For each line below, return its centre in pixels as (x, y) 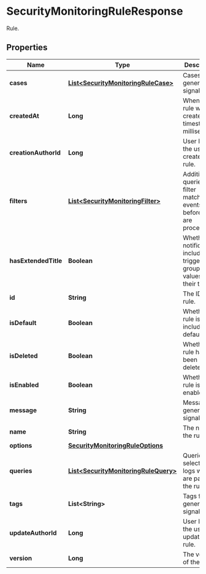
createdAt (25, 116)
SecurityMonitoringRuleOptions (116, 445)
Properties (27, 48)
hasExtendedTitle (36, 261)
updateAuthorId (33, 533)
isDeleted (24, 356)
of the (192, 562)
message (23, 410)
